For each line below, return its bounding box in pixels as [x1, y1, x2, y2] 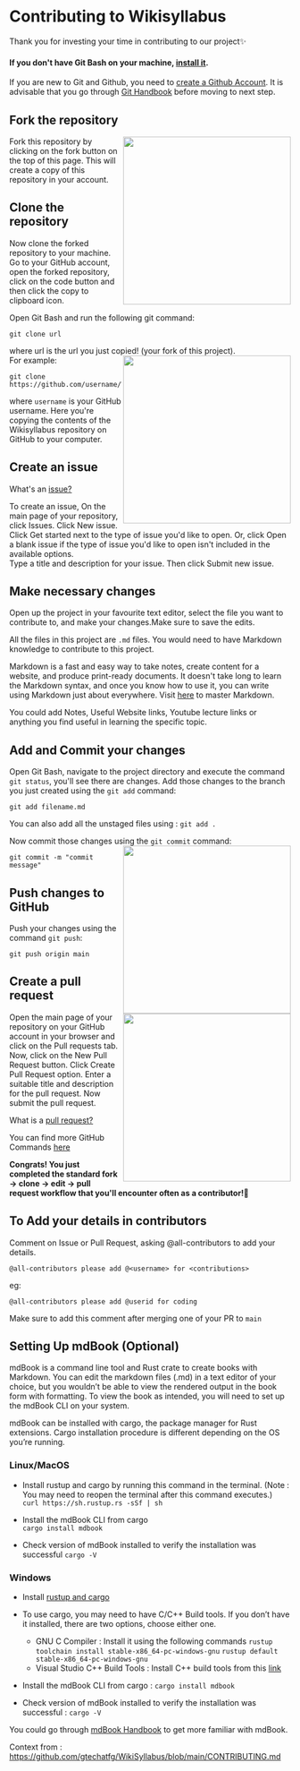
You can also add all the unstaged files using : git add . [9, 818, 217, 829]
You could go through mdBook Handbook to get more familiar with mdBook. [9, 1724, 288, 1735]
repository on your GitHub [9, 1021, 105, 1031]
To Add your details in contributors [9, 1213, 207, 1228]
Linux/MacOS [9, 1459, 70, 1472]
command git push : [9, 933, 83, 944]
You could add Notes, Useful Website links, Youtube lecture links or [9, 707, 257, 718]
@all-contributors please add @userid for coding [9, 1296, 198, 1306]
